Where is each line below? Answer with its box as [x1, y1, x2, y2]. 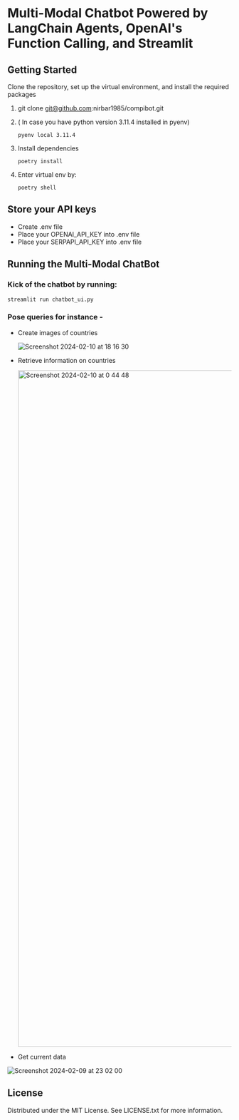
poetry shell [17, 184, 57, 191]
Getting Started [7, 63, 78, 76]
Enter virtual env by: [17, 170, 77, 179]
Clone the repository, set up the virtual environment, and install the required [7, 83, 229, 91]
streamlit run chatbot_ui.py [7, 296, 94, 303]
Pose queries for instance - [7, 312, 103, 322]
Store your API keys [7, 203, 97, 215]
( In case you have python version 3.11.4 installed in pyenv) [17, 118, 190, 126]
